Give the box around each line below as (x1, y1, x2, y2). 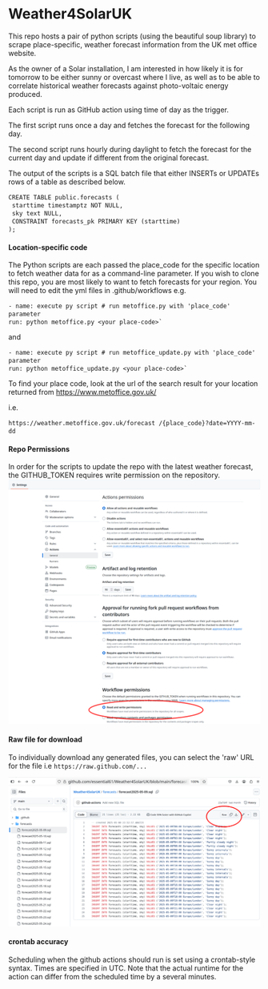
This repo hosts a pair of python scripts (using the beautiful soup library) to (8, 31, 256, 41)
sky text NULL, (11, 209, 62, 217)
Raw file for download (8, 734, 82, 745)
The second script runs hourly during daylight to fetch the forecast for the (8, 144, 252, 154)
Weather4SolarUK (8, 5, 133, 23)
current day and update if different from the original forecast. (8, 153, 210, 163)
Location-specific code (8, 242, 88, 252)
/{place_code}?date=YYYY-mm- (158, 420, 256, 428)
